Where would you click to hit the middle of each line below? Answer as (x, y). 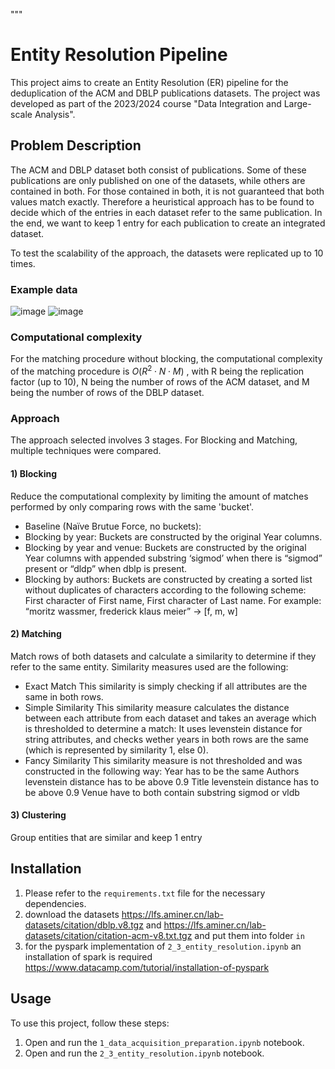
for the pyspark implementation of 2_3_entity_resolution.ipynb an (163, 946)
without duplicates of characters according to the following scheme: (165, 590)
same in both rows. (64, 696)
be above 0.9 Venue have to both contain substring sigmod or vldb (162, 792)
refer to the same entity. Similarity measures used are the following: (149, 666)
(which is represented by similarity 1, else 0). (116, 750)
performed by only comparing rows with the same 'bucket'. (132, 506)
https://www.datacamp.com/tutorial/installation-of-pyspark (147, 967)
